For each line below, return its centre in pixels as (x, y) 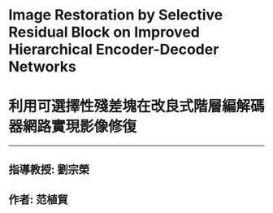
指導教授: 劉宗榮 (49, 170)
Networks (43, 67)
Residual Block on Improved (104, 32)
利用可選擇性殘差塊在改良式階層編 (123, 106)
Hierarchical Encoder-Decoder (114, 50)
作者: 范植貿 (38, 200)
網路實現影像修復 (80, 127)
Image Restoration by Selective (116, 15)
